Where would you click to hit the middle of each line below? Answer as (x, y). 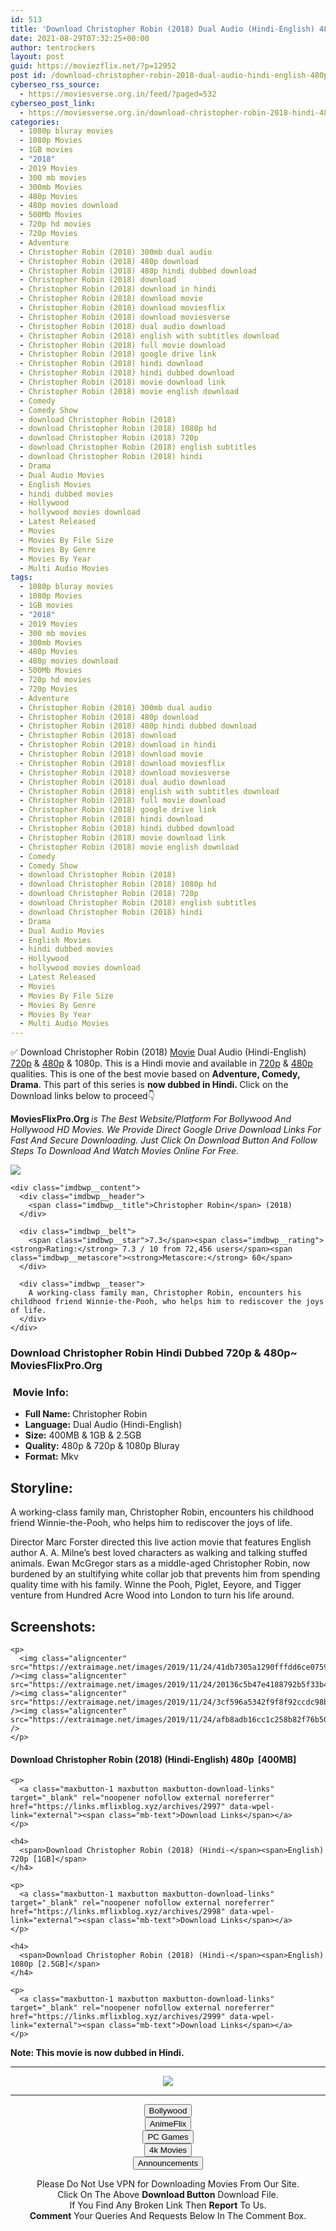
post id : (28, 76)
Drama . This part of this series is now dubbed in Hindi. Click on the (149, 1085)
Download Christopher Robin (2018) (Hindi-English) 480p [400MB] (153, 1759)
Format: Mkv (51, 1457)
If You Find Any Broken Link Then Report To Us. (168, 2205)
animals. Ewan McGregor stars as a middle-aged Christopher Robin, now (160, 1563)
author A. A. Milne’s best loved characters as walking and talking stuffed (159, 1553)
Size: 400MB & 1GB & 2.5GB (83, 1435)
